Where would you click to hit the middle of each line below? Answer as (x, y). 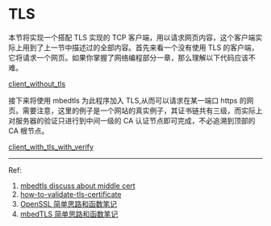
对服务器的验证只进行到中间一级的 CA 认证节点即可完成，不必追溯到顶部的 (132, 120)
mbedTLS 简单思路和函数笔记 (69, 214)
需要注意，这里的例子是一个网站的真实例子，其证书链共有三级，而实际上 (142, 111)
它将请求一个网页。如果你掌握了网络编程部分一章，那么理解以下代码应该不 (132, 57)
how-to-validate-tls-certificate (71, 194)
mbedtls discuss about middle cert (77, 186)
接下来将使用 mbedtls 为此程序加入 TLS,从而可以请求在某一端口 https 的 (128, 100)
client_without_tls (37, 84)
